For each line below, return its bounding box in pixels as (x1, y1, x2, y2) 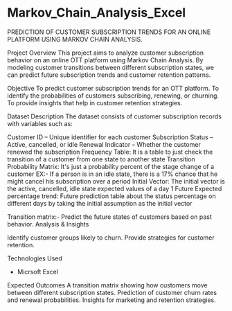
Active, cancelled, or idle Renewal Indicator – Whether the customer (7, 140, 201, 148)
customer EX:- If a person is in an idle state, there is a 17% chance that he (7, 170, 218, 178)
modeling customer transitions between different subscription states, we (7, 63, 215, 71)
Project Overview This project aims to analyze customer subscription (7, 48, 204, 57)
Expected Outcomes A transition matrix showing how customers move (7, 281, 208, 289)
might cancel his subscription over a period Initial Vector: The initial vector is (7, 177, 225, 185)
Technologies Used (7, 254, 62, 263)
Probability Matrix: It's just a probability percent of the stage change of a (7, 162, 215, 170)
